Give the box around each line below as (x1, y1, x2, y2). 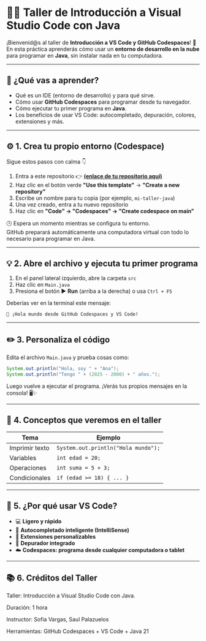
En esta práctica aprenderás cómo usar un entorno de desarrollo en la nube (6, 45, 200, 53)
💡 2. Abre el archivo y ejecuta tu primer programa (6, 258, 198, 268)
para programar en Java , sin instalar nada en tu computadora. (6, 51, 164, 59)
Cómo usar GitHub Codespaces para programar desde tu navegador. (15, 98, 191, 105)
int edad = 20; (56, 454, 101, 461)
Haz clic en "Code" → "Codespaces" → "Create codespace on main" (15, 207, 194, 214)
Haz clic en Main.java (15, 281, 71, 289)
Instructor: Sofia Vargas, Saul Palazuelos (6, 616, 109, 623)
